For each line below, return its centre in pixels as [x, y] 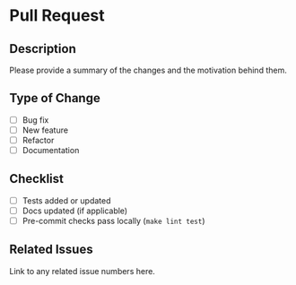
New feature [45, 130]
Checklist [37, 179]
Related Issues [51, 250]
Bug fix [35, 120]
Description [43, 49]
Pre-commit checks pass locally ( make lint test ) [113, 221]
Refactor [38, 140]
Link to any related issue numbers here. [82, 271]
